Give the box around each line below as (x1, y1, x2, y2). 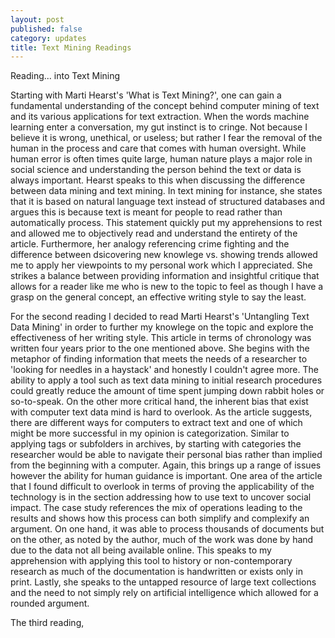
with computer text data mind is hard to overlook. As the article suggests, (10, 406, 313, 418)
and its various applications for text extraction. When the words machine (10, 111, 310, 123)
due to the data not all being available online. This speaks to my (10, 544, 272, 556)
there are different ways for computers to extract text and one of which (10, 417, 303, 429)
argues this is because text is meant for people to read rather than (10, 206, 283, 218)
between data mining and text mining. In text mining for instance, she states (10, 185, 323, 197)
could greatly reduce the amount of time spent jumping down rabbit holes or (10, 385, 325, 397)
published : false (10, 24, 83, 34)
